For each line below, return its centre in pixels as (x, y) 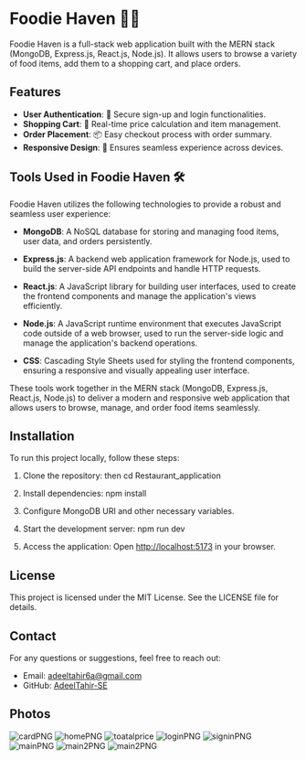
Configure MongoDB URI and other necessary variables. (128, 511)
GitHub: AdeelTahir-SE (65, 685)
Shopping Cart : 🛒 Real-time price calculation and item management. (152, 123)
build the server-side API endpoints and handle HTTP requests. (142, 268)
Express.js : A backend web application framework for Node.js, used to (156, 259)
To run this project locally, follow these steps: (95, 458)
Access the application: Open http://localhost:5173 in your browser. (149, 547)
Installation (42, 436)
